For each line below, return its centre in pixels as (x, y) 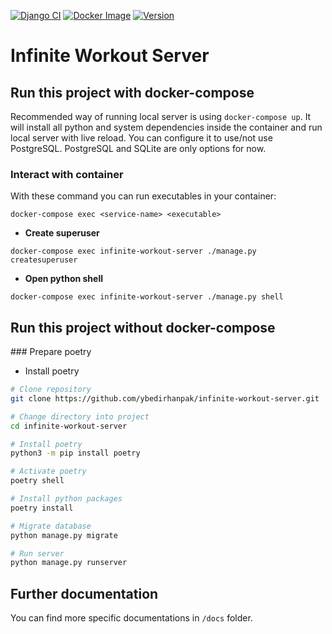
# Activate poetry (48, 471)
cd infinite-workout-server (69, 426)
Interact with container (67, 174)
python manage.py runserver (69, 563)
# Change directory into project (80, 416)
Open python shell (63, 279)
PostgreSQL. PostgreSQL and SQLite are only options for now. (138, 148)
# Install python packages (66, 499)
